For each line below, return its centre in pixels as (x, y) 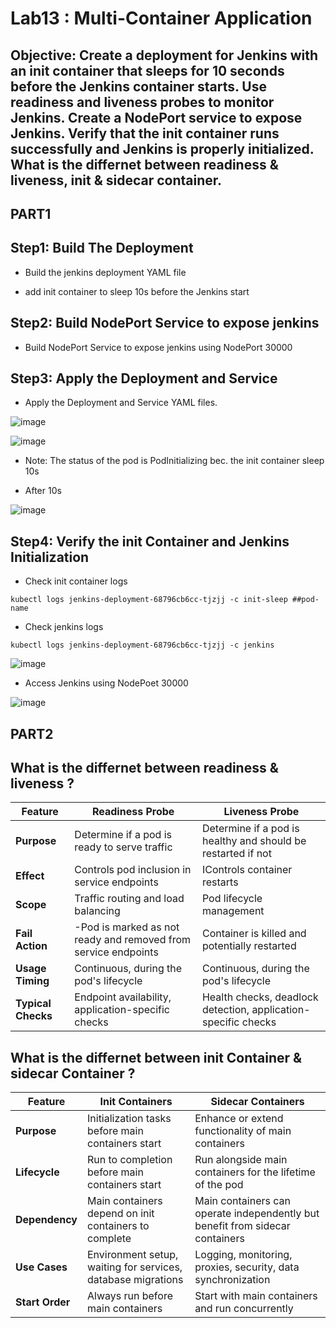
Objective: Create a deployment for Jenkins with (164, 55)
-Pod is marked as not (127, 927)
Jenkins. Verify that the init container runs (145, 133)
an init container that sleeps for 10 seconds (147, 70)
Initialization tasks (129, 1119)
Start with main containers (256, 1296)
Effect (30, 876)
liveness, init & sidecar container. (116, 180)
